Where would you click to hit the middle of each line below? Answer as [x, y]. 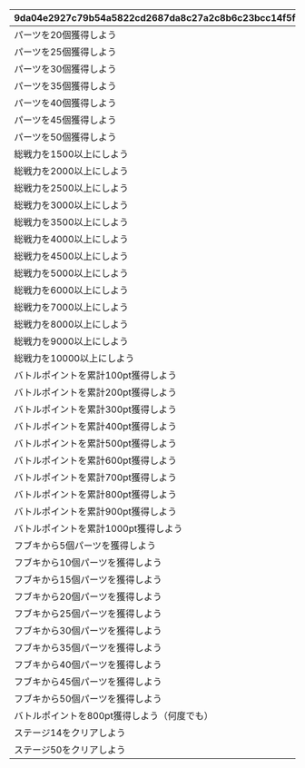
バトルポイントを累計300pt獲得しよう [95, 409]
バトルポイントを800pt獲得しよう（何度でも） [113, 716]
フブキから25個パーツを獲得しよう [88, 614]
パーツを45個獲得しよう [65, 120]
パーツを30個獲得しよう [65, 69]
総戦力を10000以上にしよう [74, 358]
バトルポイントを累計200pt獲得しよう [95, 392]
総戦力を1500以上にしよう [71, 154]
